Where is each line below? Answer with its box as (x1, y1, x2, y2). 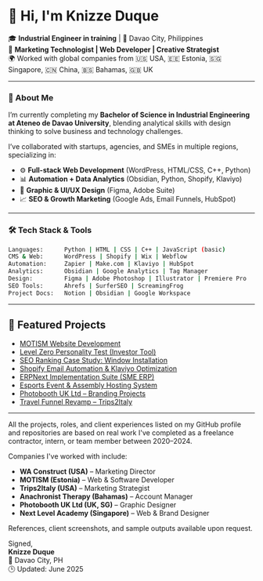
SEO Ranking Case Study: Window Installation (19, 356, 168, 365)
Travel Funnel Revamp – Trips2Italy (19, 398, 133, 407)
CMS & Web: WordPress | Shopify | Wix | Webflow (8, 252, 188, 261)
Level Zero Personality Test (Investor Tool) (19, 347, 157, 357)
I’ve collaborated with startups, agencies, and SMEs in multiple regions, (8, 142, 239, 151)
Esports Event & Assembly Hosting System (19, 380, 158, 390)
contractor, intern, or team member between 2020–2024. (8, 437, 193, 446)
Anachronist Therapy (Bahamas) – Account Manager (19, 492, 193, 501)
